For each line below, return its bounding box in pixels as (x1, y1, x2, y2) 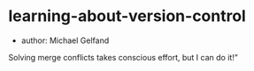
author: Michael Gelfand (20, 35, 110, 46)
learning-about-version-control (8, 6, 247, 26)
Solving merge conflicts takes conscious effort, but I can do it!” (8, 52, 238, 62)
